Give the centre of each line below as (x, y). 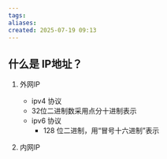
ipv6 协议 (46, 121)
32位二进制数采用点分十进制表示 (84, 111)
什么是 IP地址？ (45, 64)
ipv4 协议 (46, 101)
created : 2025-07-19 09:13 (52, 30)
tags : (17, 15)
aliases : (22, 23)
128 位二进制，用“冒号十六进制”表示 (101, 131)
